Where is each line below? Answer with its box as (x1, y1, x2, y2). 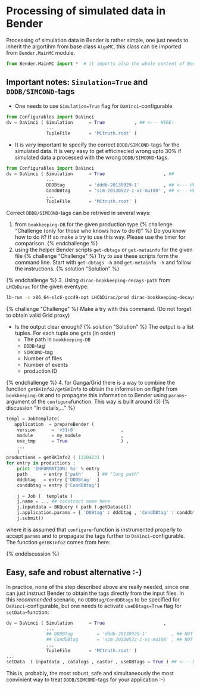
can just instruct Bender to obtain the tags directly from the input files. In (6, 590, 185, 597)
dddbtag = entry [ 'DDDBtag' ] (17, 476, 100, 483)
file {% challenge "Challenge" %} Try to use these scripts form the (14, 252, 179, 260)
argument (6, 398, 30, 406)
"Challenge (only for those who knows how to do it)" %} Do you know (14, 227, 186, 235)
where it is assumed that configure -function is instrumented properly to (6, 526, 182, 533)
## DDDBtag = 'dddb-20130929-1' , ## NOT (46, 631, 193, 637)
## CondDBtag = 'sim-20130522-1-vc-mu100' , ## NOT (46, 637, 193, 643)
